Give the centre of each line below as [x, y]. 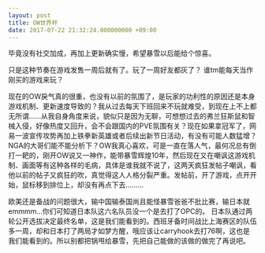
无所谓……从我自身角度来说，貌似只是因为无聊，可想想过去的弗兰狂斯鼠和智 [132, 116]
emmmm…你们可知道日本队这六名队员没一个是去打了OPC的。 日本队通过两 [131, 211]
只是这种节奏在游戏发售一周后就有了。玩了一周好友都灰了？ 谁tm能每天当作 [131, 70]
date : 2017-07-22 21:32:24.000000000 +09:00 [82, 30]
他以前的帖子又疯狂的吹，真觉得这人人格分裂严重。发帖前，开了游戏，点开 [129, 175]
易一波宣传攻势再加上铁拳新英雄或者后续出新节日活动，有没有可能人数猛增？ [132, 136]
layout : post [30, 15]
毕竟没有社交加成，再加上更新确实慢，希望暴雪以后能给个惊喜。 [112, 53]
